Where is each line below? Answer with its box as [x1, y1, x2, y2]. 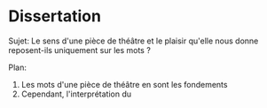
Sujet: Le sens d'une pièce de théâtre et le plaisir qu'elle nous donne [8, 35, 259, 46]
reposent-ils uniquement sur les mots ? [8, 44, 152, 55]
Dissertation [8, 6, 101, 27]
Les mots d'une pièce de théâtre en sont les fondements [20, 79, 228, 89]
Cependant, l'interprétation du [20, 89, 132, 99]
